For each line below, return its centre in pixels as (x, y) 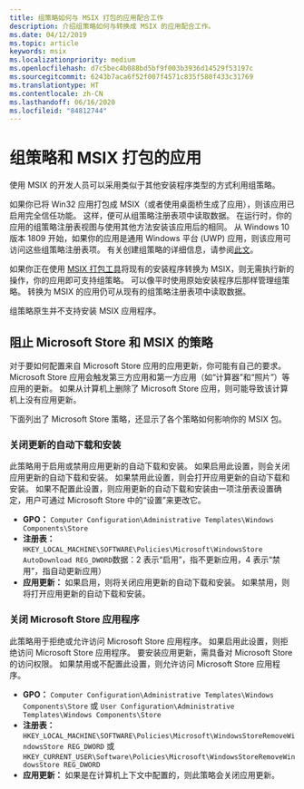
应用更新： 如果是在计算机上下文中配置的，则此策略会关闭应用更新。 (151, 774)
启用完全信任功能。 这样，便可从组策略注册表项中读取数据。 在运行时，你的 (151, 216)
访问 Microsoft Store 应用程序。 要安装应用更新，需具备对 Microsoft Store (155, 652)
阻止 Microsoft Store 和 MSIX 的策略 (111, 342)
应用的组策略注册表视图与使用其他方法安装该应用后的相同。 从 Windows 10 (150, 227)
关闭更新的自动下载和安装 (65, 444)
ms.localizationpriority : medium (73, 60)
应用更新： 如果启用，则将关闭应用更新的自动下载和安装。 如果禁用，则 (156, 582)
